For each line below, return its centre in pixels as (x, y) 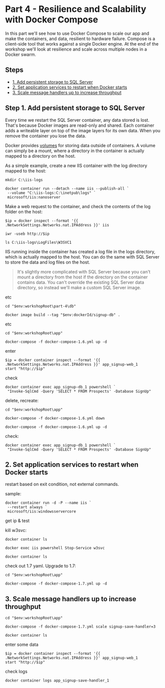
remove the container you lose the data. (46, 136)
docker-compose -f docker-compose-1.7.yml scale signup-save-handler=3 (80, 627)
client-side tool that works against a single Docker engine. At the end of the (82, 44)
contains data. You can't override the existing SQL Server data (81, 282)
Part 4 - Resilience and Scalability (76, 9)
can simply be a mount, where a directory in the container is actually (75, 151)
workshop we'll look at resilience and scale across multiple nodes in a (76, 49)
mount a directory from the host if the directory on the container (82, 277)
